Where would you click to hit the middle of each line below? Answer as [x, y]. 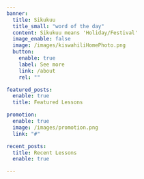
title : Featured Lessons [48, 103]
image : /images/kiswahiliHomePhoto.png [69, 45]
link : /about [37, 71]
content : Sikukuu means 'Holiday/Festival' [75, 33]
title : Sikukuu [34, 20]
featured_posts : [29, 90]
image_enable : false [42, 39]
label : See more [42, 64]
